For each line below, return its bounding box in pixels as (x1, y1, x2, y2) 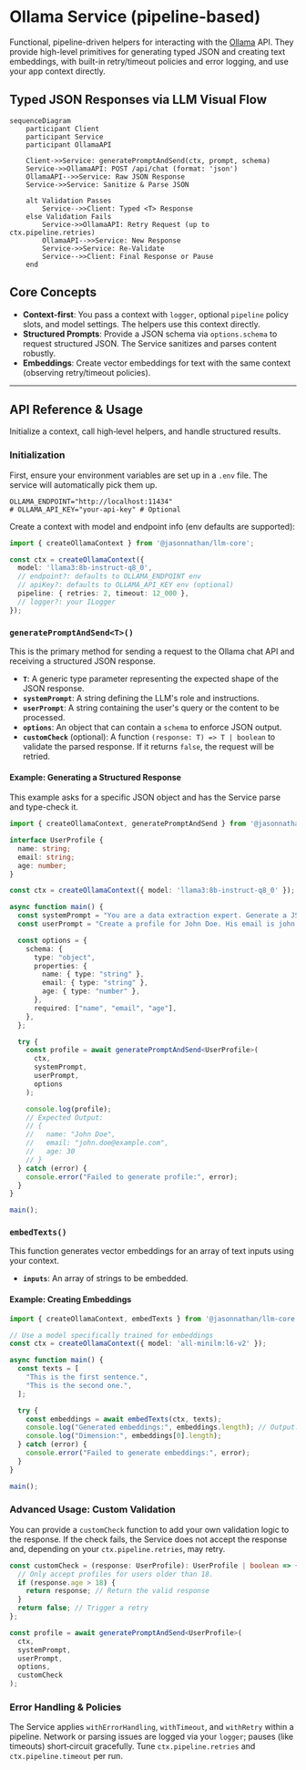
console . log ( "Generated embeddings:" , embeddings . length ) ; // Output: (25, 1423, 300, 1433)
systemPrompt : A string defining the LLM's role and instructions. (22, 692, 260, 703)
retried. (22, 750, 51, 761)
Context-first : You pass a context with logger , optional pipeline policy (22, 308, 289, 320)
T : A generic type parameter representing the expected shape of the (22, 673, 280, 684)
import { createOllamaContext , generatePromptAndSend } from (9, 819, 247, 829)
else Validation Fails (25, 212, 112, 221)
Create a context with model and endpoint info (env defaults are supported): (9, 521, 296, 532)
